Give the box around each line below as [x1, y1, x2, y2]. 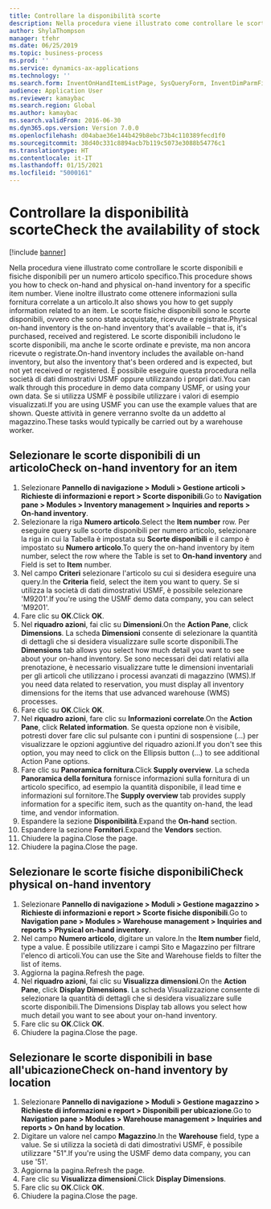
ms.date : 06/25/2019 [9, 42, 79, 50]
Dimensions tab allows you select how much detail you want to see [20, 645, 244, 654]
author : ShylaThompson [9, 27, 85, 35]
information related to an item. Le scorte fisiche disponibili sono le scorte [9, 305, 251, 315]
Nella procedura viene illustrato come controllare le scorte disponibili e [9, 262, 244, 272]
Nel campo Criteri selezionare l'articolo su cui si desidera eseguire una [20, 568, 257, 578]
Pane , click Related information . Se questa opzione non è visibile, [20, 722, 240, 732]
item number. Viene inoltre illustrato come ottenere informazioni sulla [9, 288, 238, 298]
